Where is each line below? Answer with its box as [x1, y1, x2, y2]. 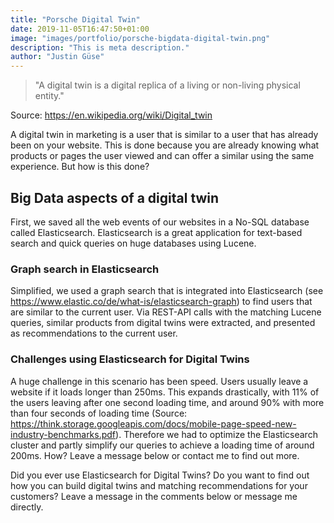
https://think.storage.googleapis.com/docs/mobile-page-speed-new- [10, 417, 297, 430]
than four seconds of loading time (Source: [10, 407, 188, 419]
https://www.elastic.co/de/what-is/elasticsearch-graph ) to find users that [10, 296, 313, 308]
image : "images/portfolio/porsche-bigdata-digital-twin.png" [10, 33, 271, 43]
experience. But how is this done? [10, 161, 150, 173]
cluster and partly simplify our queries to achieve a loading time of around [10, 439, 315, 451]
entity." [34, 90, 65, 102]
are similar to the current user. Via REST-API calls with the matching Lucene [10, 306, 322, 318]
